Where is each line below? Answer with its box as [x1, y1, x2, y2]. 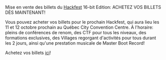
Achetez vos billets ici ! [5, 50, 51, 56]
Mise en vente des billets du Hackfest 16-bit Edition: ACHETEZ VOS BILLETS [5, 4, 162, 10]
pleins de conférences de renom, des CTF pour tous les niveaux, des [5, 30, 147, 35]
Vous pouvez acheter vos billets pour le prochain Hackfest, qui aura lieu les [5, 19, 160, 25]
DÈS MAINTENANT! [5, 9, 46, 15]
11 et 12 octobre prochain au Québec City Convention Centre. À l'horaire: [5, 24, 154, 30]
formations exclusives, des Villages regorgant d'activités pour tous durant [5, 35, 157, 41]
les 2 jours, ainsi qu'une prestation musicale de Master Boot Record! [5, 40, 145, 46]
